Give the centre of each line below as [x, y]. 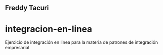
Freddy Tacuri [27, 8]
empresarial [17, 48]
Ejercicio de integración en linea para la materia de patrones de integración [81, 42]
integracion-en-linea [49, 29]
